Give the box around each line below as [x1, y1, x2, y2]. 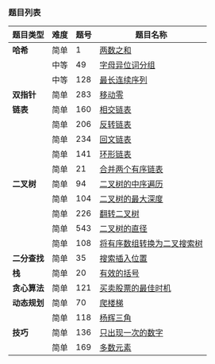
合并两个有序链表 [99, 164, 164, 175]
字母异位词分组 [99, 59, 156, 71]
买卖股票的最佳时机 [99, 283, 172, 294]
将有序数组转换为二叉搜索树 [99, 238, 204, 249]
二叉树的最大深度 [99, 193, 164, 205]
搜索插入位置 [99, 253, 148, 264]
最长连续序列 [99, 75, 148, 86]
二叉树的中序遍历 [99, 178, 164, 190]
